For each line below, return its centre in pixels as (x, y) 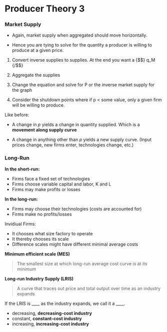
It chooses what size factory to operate (52, 233)
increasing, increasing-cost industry (50, 323)
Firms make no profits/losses (42, 214)
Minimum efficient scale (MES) (37, 254)
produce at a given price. (38, 50)
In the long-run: (21, 199)
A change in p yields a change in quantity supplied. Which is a (76, 125)
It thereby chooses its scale (40, 239)
